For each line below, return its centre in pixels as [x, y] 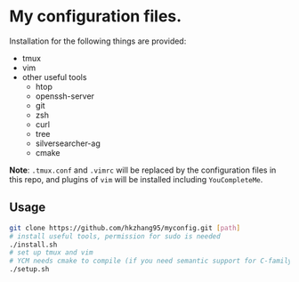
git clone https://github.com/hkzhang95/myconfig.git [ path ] [125, 228]
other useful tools [54, 77]
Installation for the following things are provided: [98, 41]
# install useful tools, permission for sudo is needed [115, 236]
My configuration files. [96, 16]
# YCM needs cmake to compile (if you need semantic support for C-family [151, 261]
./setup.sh [29, 270]
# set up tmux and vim [51, 253]
